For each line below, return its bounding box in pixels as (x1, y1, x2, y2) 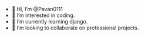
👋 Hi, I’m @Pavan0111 (11, 6, 63, 12)
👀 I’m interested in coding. (11, 12, 75, 19)
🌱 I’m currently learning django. (11, 18, 88, 25)
